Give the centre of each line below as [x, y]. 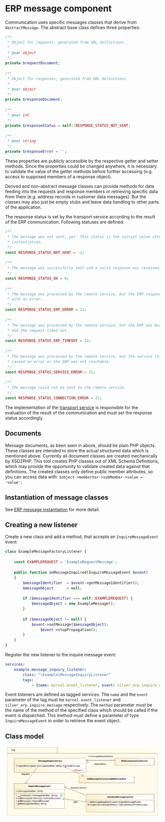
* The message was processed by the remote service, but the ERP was [80, 325]
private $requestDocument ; [33, 63]
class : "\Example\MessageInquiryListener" [67, 675]
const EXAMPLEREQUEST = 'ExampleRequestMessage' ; [66, 562]
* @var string [22, 141]
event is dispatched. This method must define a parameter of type [72, 715]
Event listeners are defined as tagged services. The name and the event [77, 695]
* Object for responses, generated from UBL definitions [67, 79]
